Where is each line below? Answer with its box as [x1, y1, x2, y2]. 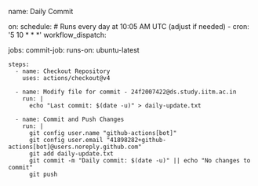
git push [28, 170, 58, 178]
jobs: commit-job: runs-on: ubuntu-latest [8, 46, 140, 54]
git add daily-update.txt [28, 150, 114, 158]
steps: [8, 60, 30, 68]
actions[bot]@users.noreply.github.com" [8, 143, 143, 151]
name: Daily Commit [8, 7, 74, 16]
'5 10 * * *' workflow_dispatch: [8, 31, 107, 39]
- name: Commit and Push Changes [15, 115, 125, 123]
